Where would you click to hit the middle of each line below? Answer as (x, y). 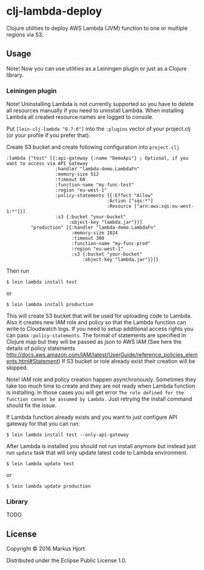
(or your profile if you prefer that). (49, 135)
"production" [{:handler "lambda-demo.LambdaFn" (93, 228)
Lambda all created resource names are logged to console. (80, 117)
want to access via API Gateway (47, 164)
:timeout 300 (88, 238)
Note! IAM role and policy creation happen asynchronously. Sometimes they (101, 380)
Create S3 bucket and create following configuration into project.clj (93, 147)
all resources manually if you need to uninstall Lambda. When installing (95, 110)
